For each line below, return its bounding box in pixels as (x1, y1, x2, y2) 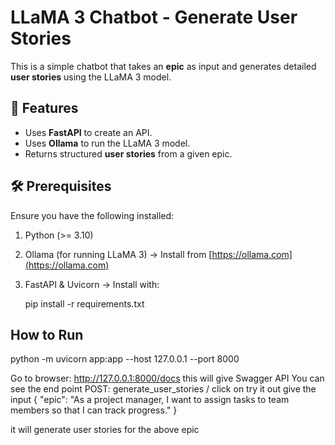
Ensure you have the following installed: (10, 209, 175, 221)
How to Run (10, 326, 84, 343)
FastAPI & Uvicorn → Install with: (24, 278, 160, 290)
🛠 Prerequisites (10, 178, 112, 195)
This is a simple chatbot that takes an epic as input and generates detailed (10, 60, 317, 72)
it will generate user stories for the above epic (10, 424, 200, 436)
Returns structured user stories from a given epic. (24, 147, 233, 160)
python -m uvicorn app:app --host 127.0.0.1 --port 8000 (10, 353, 240, 365)
